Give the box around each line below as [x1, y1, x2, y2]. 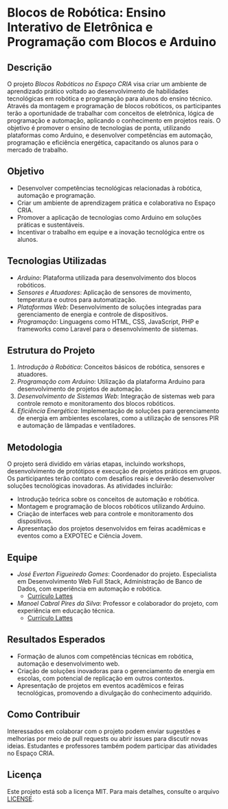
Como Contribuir [7, 708, 80, 721]
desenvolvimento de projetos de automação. [16, 385, 144, 393]
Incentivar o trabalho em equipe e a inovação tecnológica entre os [16, 227, 205, 236]
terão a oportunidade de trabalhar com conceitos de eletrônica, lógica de [7, 109, 214, 117]
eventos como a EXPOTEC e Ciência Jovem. [16, 532, 143, 540]
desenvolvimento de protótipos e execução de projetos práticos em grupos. [7, 467, 222, 475]
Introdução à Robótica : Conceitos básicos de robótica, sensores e [16, 363, 205, 371]
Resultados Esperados [7, 634, 106, 646]
